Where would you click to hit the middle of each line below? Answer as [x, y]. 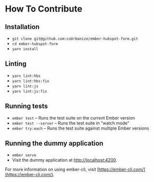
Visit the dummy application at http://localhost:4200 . [64, 160]
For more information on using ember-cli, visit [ [52, 169]
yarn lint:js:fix [30, 91]
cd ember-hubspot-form [35, 44]
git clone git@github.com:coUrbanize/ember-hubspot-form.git [75, 39]
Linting [16, 64]
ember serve [24, 155]
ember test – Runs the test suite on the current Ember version [73, 118]
